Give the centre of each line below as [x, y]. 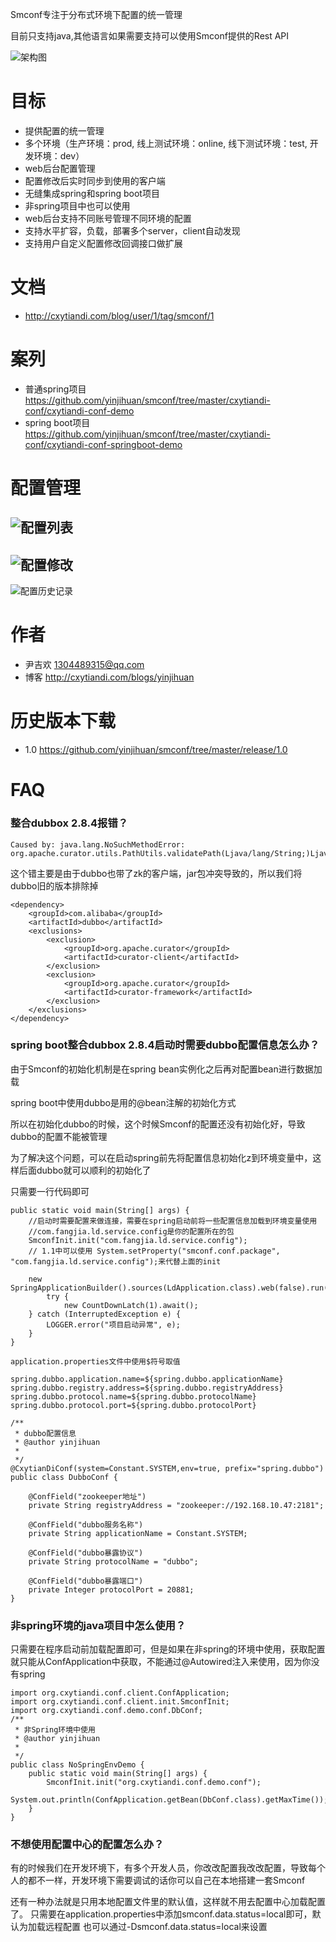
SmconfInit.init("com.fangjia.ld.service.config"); [138, 1240]
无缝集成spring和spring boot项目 [92, 193]
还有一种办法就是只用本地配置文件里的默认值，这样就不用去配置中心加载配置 [168, 1902]
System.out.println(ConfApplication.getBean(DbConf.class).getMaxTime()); [169, 1800]
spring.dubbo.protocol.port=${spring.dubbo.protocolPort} [133, 1405]
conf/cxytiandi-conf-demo [79, 410]
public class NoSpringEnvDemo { [77, 1765]
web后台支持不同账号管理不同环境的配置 [108, 218]
